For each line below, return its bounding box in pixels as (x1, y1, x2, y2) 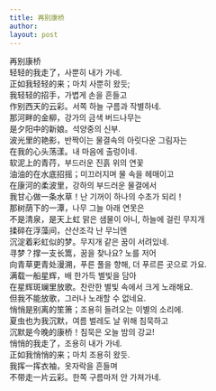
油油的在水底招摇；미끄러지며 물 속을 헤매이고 (9, 169, 175, 180)
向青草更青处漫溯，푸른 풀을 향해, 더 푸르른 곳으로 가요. (9, 259, 207, 270)
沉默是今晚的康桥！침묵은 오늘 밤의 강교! (9, 327, 155, 338)
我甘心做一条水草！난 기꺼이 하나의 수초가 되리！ (9, 191, 184, 202)
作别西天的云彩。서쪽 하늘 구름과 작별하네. (9, 101, 162, 112)
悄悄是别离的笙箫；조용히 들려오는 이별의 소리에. (9, 304, 184, 315)
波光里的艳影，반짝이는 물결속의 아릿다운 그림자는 (9, 135, 187, 145)
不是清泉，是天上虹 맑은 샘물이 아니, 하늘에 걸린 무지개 (9, 214, 205, 225)
